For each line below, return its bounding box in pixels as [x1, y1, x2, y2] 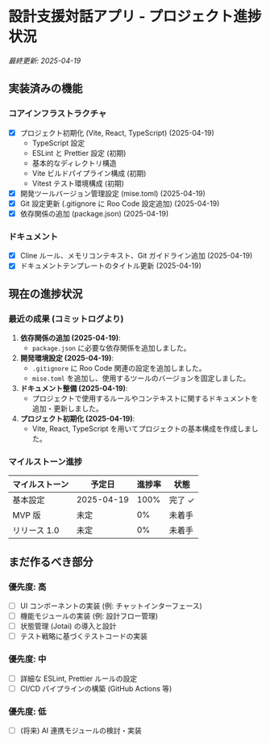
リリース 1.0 [12, 525, 60, 536]
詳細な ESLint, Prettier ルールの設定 [19, 674, 138, 683]
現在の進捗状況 [8, 287, 83, 300]
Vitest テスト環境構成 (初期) [31, 178, 125, 188]
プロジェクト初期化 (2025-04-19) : [19, 413, 135, 423]
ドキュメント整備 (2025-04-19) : [19, 383, 128, 392]
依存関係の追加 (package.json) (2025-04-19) [19, 208, 169, 218]
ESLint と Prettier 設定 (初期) [31, 148, 127, 157]
